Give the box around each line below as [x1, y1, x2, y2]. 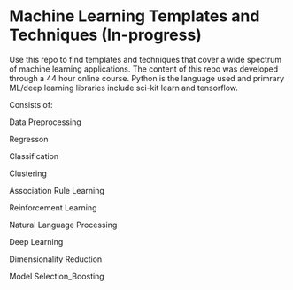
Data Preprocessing [9, 117, 81, 127]
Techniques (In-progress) [9, 25, 202, 45]
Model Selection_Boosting [9, 271, 104, 281]
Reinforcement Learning [9, 202, 97, 213]
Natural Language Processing [9, 219, 118, 230]
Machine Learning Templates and [9, 6, 260, 27]
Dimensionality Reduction [9, 254, 103, 264]
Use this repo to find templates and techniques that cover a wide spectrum [9, 54, 282, 65]
